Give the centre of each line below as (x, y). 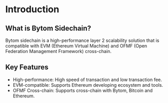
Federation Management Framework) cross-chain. (59, 51)
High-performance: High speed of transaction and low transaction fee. (87, 80)
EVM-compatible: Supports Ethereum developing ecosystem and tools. (88, 85)
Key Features (27, 67)
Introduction (32, 9)
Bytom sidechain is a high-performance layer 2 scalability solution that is (82, 40)
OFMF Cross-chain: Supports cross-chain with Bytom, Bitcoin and (83, 90)
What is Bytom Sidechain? (48, 28)
